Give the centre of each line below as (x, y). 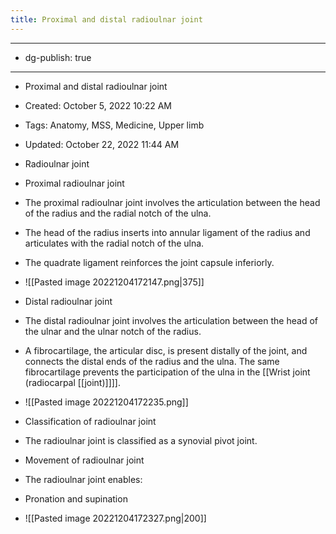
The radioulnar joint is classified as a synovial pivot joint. (141, 440)
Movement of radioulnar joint (84, 460)
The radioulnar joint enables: (83, 479)
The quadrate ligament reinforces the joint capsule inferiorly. (149, 262)
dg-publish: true (58, 57)
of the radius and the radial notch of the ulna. (118, 213)
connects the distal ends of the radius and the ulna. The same (152, 361)
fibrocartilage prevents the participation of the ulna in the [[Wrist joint (167, 372)
